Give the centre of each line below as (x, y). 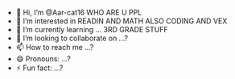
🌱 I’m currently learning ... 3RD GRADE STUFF (92, 29)
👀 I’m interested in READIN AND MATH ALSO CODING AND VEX (122, 21)
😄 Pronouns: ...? (43, 59)
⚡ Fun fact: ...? (39, 68)
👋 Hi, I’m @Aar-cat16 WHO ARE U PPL (79, 12)
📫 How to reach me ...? (55, 47)
